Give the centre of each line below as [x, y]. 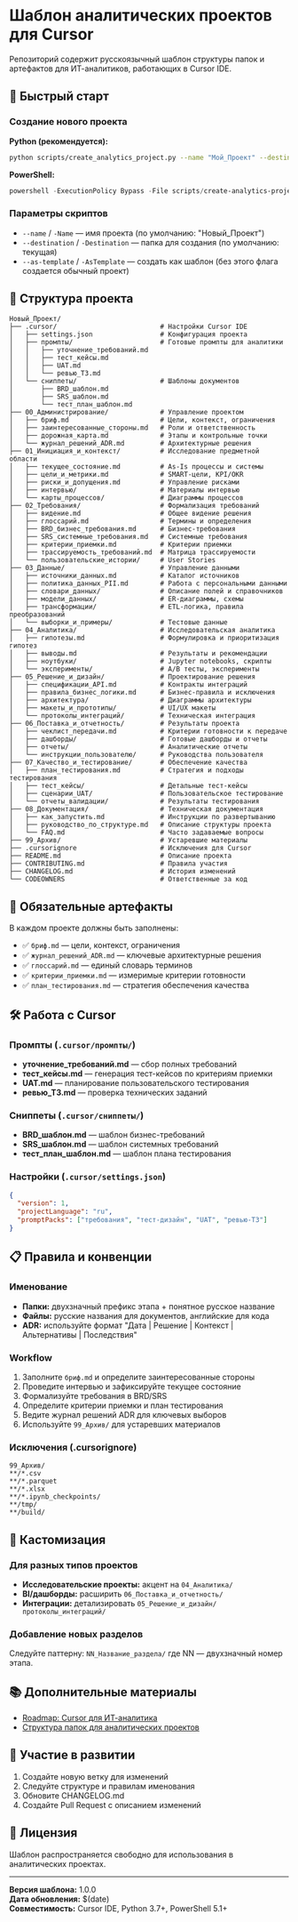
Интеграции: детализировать [78, 1603]
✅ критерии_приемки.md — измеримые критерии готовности [134, 976]
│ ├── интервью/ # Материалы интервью [125, 490]
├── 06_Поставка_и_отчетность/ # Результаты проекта [125, 724]
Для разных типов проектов [74, 1564]
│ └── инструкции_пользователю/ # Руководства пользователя [137, 755]
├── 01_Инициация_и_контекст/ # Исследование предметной [134, 451]
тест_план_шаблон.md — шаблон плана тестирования [127, 1154]
